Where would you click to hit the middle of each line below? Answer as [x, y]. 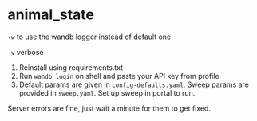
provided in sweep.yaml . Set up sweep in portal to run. [107, 92]
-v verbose [26, 52]
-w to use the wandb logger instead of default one [89, 37]
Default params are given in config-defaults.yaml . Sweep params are [134, 84]
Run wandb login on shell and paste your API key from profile [119, 76]
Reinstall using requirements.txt [71, 67]
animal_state [51, 15]
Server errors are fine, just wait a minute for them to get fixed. [109, 108]
